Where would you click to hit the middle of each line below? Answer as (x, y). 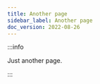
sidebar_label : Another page (50, 20)
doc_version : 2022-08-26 (44, 27)
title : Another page (38, 14)
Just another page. (35, 61)
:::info (15, 47)
